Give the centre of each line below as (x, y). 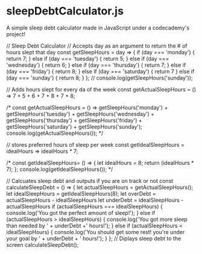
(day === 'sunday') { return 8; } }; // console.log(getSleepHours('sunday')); (99, 78)
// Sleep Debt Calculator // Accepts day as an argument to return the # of (97, 46)
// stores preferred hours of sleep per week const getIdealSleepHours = (96, 144)
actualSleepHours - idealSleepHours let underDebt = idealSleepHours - (95, 200)
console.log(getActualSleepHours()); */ (55, 133)
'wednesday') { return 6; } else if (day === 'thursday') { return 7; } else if (96, 65)
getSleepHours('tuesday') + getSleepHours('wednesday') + (80, 114)
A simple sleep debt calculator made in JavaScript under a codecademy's (98, 28)
